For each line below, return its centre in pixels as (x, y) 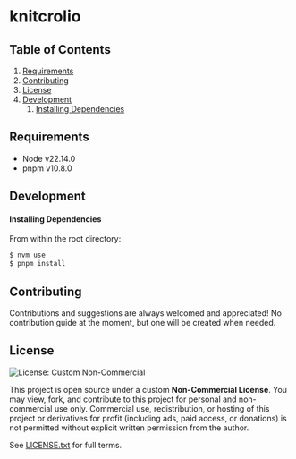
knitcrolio (45, 17)
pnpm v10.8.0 (47, 168)
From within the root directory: (65, 239)
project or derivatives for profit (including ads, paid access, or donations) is (148, 418)
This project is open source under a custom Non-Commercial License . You (148, 389)
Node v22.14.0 (49, 158)
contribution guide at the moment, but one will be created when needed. (143, 322)
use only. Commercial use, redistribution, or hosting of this (162, 408)
